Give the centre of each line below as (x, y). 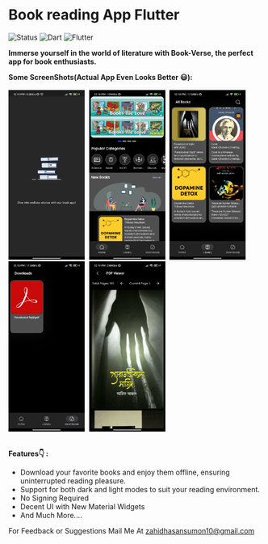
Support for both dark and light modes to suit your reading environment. (140, 490)
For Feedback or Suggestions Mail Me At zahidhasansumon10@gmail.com (132, 531)
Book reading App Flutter (94, 15)
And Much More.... (51, 516)
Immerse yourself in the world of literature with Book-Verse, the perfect (131, 53)
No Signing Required (54, 498)
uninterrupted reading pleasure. (73, 481)
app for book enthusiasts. (52, 61)
